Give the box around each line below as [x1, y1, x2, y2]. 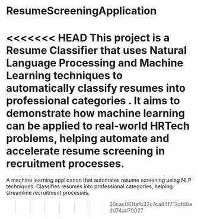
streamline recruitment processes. [6, 189, 90, 197]
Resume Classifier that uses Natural [6, 44, 187, 57]
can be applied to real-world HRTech [6, 120, 190, 133]
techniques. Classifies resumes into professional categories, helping [6, 183, 173, 190]
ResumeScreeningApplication [6, 4, 157, 18]
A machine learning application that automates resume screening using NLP [6, 176, 191, 184]
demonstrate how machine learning [6, 107, 186, 120]
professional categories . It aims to [6, 94, 180, 108]
